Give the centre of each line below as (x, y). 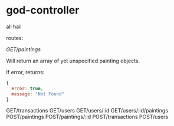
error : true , (27, 88)
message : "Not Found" (38, 94)
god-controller (43, 10)
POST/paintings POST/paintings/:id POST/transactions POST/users (87, 117)
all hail (14, 26)
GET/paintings (24, 49)
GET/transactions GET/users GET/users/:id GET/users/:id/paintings (87, 111)
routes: (15, 38)
